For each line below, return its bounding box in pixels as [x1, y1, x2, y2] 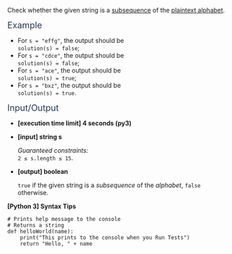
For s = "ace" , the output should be [17, 66, 122, 75]
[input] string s [17, 133, 63, 141]
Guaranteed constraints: [17, 146, 89, 154]
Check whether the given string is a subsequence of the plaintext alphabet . [7, 6, 225, 14]
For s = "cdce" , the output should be [17, 51, 124, 59]
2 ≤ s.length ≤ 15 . [17, 154, 74, 162]
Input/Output [7, 102, 59, 113]
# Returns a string [7, 222, 65, 229]
